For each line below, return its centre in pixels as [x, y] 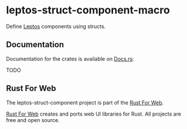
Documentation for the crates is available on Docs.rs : [70, 58]
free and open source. [33, 120]
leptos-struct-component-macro [88, 10]
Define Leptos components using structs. [56, 26]
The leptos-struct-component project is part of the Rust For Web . [85, 102]
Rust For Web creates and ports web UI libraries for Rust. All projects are [94, 114]
